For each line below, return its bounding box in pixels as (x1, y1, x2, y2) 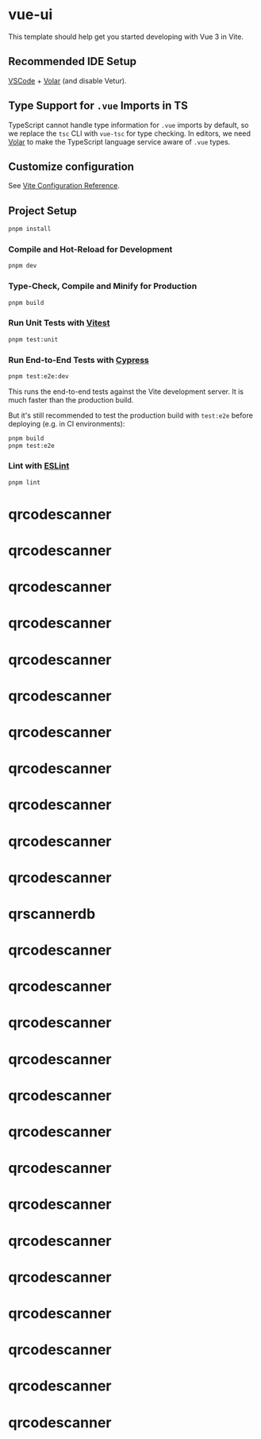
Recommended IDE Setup (8, 55, 137, 68)
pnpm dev (8, 262, 37, 270)
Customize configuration (8, 160, 135, 173)
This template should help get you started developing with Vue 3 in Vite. (8, 32, 244, 41)
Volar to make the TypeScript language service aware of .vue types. (8, 137, 231, 146)
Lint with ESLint (8, 461, 70, 472)
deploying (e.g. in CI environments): (8, 419, 125, 428)
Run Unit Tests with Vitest (8, 318, 110, 329)
